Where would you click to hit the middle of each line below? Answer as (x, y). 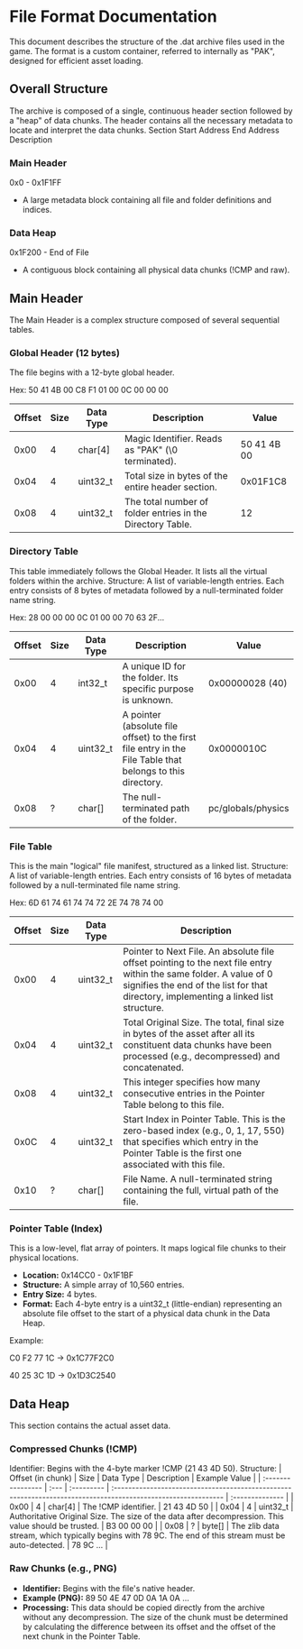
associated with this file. (174, 1165)
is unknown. (148, 700)
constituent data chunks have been (197, 1045)
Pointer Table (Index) (56, 1228)
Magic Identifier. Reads (174, 439)
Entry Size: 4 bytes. (60, 1295)
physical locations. (44, 1258)
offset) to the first (159, 737)
